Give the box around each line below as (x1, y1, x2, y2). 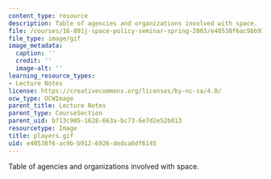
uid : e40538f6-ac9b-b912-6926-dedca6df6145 (8, 139, 157, 148)
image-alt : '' (15, 65, 63, 73)
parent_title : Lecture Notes (8, 102, 106, 110)
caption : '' (15, 49, 56, 57)
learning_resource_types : (8, 72, 95, 80)
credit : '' (15, 57, 52, 65)
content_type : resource (8, 11, 89, 20)
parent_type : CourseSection (8, 110, 103, 118)
